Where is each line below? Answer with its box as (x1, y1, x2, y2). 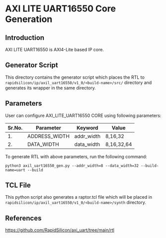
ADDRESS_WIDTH (27, 132, 70, 139)
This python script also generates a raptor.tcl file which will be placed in (5, 194, 153, 200)
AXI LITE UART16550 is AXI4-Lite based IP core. (5, 47, 104, 52)
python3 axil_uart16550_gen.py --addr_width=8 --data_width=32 (5, 163, 139, 168)
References (5, 214, 42, 222)
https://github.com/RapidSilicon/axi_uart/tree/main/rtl (5, 227, 114, 233)
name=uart (5, 167, 26, 172)
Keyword (77, 124, 98, 131)
